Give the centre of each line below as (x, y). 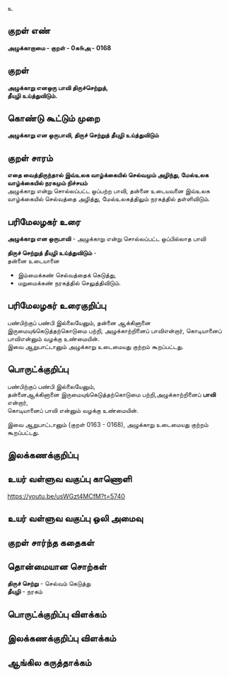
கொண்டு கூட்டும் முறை (54, 119)
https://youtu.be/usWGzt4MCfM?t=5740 (66, 496)
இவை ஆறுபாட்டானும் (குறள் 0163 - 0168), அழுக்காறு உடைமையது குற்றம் (108, 424)
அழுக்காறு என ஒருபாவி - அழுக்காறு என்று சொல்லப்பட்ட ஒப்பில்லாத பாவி (107, 239)
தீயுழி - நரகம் (25, 591)
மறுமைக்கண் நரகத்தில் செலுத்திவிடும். (69, 283)
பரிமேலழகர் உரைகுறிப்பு (57, 306)
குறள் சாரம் (30, 158)
